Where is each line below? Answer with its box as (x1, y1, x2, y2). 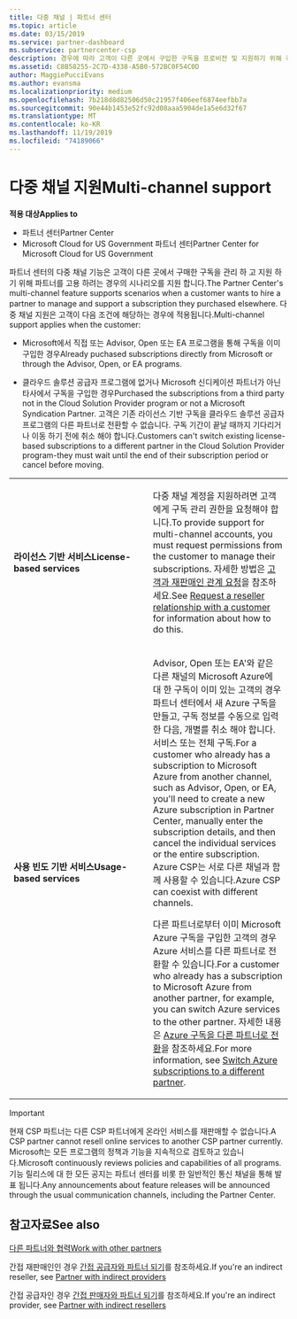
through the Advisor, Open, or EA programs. (21, 358, 183, 369)
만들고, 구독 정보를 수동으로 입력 (153, 710, 279, 722)
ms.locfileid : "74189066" (9, 136, 104, 145)
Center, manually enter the (153, 814, 263, 826)
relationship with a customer (153, 601, 271, 613)
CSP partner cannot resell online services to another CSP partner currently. (9, 1136, 284, 1146)
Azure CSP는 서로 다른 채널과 (153, 860, 270, 873)
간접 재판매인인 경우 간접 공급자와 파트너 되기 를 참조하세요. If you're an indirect (9, 1261, 283, 1272)
